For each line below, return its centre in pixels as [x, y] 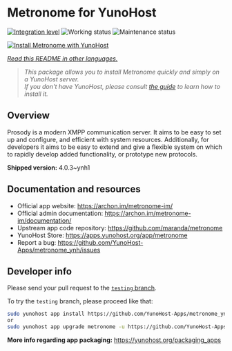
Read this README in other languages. [62, 58]
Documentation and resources [74, 189]
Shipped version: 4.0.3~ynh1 [49, 168]
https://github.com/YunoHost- [100, 242]
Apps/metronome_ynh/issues [59, 250]
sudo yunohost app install [46, 314]
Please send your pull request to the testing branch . [82, 288]
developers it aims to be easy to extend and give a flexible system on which [115, 147]
